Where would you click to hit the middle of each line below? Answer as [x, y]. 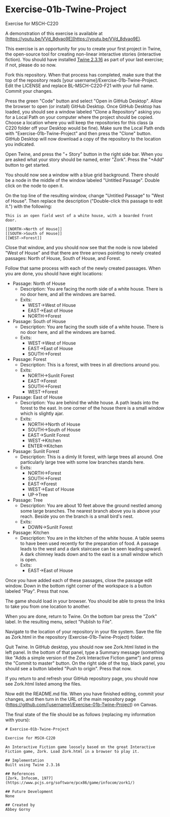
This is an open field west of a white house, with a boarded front [79, 216]
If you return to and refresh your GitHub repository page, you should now [82, 678]
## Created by [20, 805]
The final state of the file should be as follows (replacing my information [80, 714]
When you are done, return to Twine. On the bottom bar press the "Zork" [81, 616]
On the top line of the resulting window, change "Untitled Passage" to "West [85, 195]
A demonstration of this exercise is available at [54, 33]
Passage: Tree [28, 500]
